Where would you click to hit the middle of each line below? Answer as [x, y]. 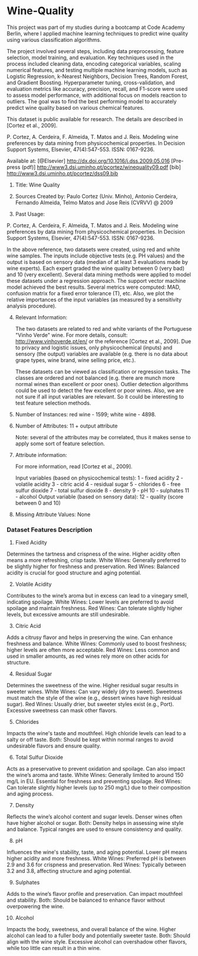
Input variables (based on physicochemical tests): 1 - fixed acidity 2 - [99, 478]
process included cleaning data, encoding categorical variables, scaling [94, 64]
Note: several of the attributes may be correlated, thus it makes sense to [103, 437]
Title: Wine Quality [38, 185]
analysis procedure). [32, 306]
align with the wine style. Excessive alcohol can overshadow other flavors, [97, 942]
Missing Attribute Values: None [53, 514]
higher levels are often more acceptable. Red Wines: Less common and [93, 650]
